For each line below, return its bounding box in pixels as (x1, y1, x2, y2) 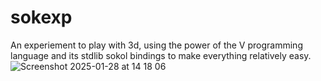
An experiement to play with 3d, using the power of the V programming (10, 39, 303, 51)
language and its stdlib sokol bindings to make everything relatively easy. (10, 49, 312, 61)
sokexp (10, 6, 73, 29)
